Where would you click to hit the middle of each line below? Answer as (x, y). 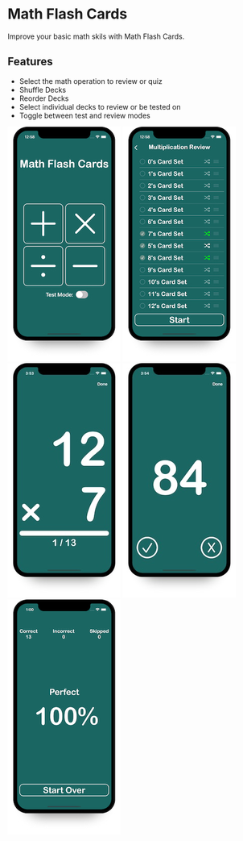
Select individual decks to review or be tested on (100, 106)
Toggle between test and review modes (84, 115)
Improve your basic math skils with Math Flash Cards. (96, 36)
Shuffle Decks (42, 90)
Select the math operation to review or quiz (91, 81)
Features (30, 62)
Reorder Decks (44, 98)
